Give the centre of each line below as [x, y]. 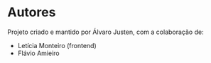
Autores [32, 12]
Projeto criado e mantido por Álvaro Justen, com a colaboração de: [105, 32]
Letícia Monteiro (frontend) [57, 45]
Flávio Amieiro [38, 53]
